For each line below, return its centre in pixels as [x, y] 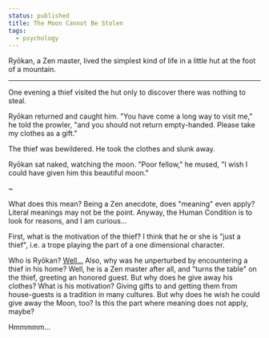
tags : [17, 30]
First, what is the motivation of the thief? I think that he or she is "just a [125, 236]
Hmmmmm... [29, 327]
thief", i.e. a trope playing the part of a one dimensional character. [116, 245]
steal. [17, 101]
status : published [39, 16]
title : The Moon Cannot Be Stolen [66, 23]
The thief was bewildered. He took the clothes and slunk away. [112, 149]
